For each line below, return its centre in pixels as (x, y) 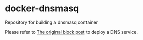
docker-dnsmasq (42, 9)
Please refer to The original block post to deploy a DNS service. (71, 32)
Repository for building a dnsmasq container (51, 22)
